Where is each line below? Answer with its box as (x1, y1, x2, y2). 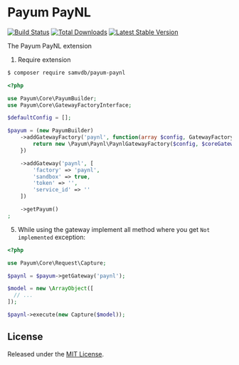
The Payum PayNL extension (7, 41, 92, 50)
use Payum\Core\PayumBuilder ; (7, 95, 97, 102)
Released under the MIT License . (7, 349, 105, 358)
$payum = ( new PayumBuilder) (7, 127, 94, 134)
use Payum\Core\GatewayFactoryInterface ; (7, 101, 132, 109)
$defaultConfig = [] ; (7, 115, 72, 122)
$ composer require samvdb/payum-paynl (7, 69, 126, 76)
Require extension (17, 55, 71, 64)
